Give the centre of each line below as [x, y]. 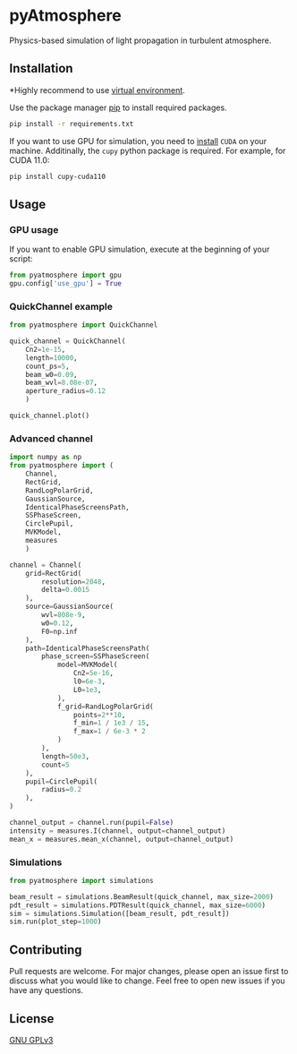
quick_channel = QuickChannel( [68, 341]
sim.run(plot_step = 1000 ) [55, 922]
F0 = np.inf [59, 631]
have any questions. [46, 990]
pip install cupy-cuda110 [57, 176]
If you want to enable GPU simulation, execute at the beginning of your [140, 249]
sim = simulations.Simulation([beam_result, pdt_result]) [119, 913]
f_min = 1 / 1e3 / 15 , [111, 723]
